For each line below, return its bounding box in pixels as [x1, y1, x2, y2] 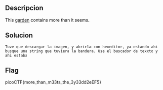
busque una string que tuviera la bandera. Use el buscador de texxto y [5, 49, 158, 54]
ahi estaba [5, 53, 28, 58]
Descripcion [5, 4, 43, 12]
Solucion [5, 31, 33, 40]
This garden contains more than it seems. [5, 17, 90, 23]
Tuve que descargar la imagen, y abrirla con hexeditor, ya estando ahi [5, 44, 158, 49]
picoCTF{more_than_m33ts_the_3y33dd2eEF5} [5, 79, 102, 85]
